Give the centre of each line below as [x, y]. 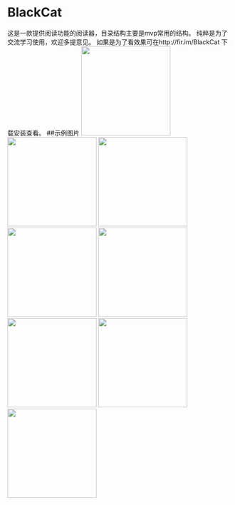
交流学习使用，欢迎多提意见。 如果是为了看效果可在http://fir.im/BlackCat [114, 42]
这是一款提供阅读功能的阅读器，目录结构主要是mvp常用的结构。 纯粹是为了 [117, 33]
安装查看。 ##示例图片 [46, 133]
